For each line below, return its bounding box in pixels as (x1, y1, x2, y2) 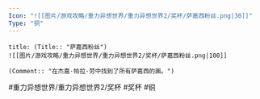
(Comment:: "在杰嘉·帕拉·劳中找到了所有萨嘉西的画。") (8, 67, 175, 75)
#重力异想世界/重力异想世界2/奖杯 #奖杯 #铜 (8, 82, 156, 92)
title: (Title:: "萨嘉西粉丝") (8, 43, 107, 51)
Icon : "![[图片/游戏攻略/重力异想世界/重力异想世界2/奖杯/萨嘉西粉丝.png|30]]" (8, 11, 253, 20)
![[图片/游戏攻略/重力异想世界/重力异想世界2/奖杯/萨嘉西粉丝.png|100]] (8, 52, 228, 60)
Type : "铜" (8, 19, 44, 27)
